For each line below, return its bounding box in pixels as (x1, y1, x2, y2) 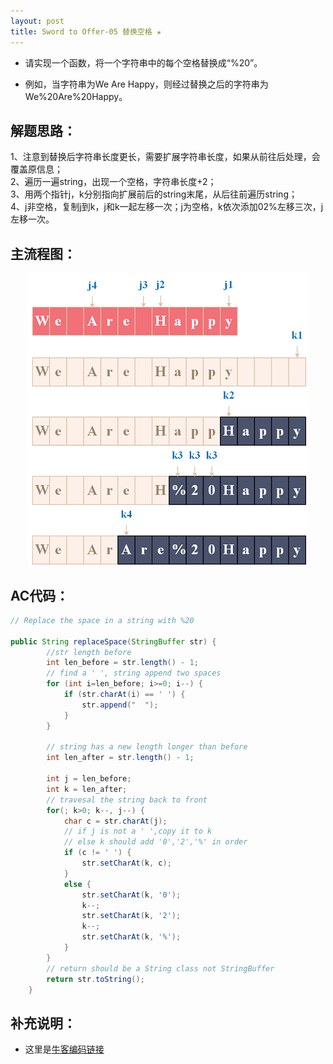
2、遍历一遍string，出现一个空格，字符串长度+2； (10, 176, 217, 188)
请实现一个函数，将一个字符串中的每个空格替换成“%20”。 (24, 56, 263, 69)
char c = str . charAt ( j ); (63, 816, 168, 826)
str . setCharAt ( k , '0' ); (81, 890, 182, 900)
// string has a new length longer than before (46, 742, 248, 752)
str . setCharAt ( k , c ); (81, 858, 172, 869)
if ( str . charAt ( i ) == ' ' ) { (63, 690, 186, 700)
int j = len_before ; (46, 774, 132, 784)
